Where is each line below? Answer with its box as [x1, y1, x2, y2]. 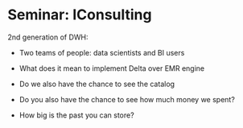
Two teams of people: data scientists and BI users [19, 47, 185, 57]
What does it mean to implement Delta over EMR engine [19, 63, 205, 73]
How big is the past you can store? [19, 110, 134, 120]
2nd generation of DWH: [7, 32, 89, 42]
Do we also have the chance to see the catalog [19, 79, 175, 89]
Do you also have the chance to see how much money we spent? [19, 94, 235, 104]
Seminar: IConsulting [7, 6, 152, 24]
